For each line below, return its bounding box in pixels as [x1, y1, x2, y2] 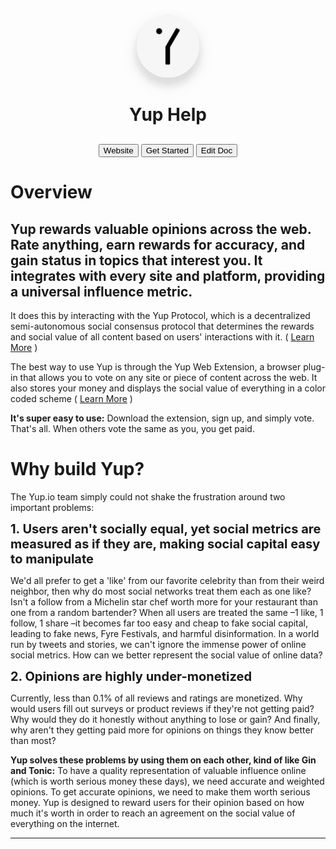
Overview [10, 181, 93, 204]
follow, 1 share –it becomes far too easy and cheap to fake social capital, [10, 617, 309, 629]
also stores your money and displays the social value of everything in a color [10, 382, 326, 394]
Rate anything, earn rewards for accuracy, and [10, 236, 306, 253]
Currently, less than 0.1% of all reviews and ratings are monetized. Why [10, 692, 303, 704]
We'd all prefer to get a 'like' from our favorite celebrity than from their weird [10, 575, 325, 587]
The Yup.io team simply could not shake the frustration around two [10, 491, 286, 503]
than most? [10, 735, 57, 747]
